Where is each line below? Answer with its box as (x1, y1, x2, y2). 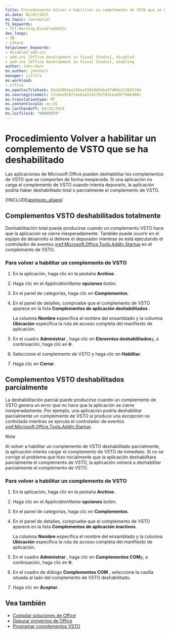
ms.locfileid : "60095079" (5, 111, 60, 116)
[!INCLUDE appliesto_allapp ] (5, 197, 63, 203)
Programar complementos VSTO (12, 623, 80, 629)
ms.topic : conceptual (5, 17, 51, 22)
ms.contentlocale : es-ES (5, 102, 58, 107)
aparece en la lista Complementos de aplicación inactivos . (12, 524, 138, 530)
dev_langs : (5, 31, 28, 36)
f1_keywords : (5, 21, 33, 27)
